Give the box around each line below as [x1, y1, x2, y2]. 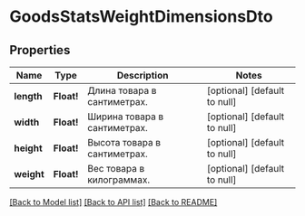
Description [116, 70, 169, 81]
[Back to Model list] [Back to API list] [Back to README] [9, 197, 218, 207]
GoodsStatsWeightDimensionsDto [9, 6, 274, 27]
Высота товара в [87, 136, 162, 148]
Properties [9, 42, 71, 58]
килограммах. [87, 174, 151, 186]
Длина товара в [87, 84, 157, 97]
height [14, 142, 43, 155]
